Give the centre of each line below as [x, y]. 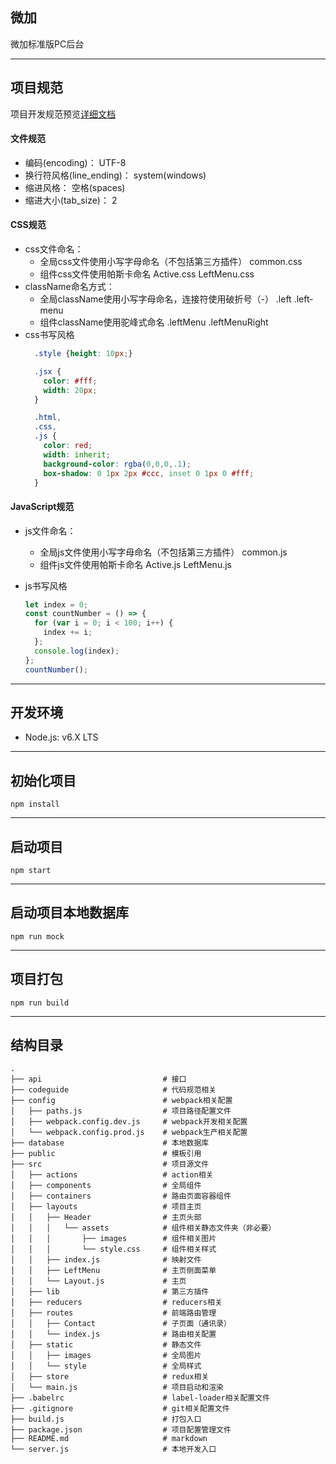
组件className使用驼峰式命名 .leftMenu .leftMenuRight [154, 322]
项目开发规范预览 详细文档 [63, 114]
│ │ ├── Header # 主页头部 [106, 1218]
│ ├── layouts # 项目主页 [106, 1207]
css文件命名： [54, 249]
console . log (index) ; [77, 651]
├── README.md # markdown [109, 1439]
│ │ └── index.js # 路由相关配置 [113, 1334]
